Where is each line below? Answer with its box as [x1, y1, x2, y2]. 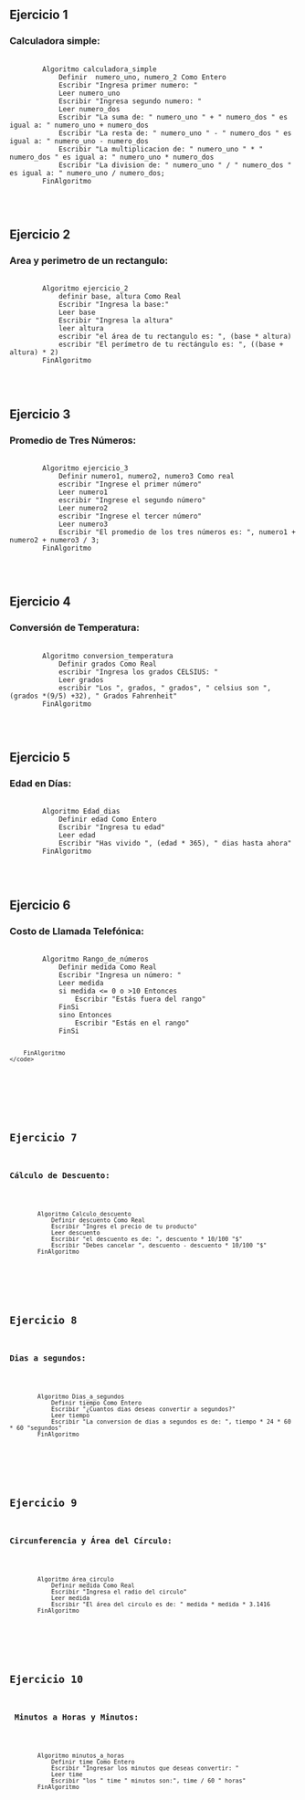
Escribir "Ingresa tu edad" [58, 823, 166, 832]
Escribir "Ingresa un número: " [58, 971, 182, 980]
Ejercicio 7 [9, 1131, 78, 1144]
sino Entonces [58, 1011, 112, 1020]
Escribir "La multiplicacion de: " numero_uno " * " [58, 144, 263, 153]
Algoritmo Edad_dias [42, 807, 121, 816]
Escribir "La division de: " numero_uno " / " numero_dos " [58, 160, 292, 170]
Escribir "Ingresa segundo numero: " [58, 96, 203, 106]
